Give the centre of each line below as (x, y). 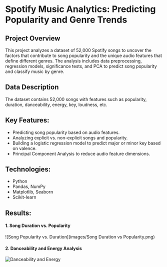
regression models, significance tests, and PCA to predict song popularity (81, 66)
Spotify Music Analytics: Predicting (80, 9)
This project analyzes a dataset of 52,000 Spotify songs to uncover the (78, 50)
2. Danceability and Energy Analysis (44, 248)
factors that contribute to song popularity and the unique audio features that (84, 55)
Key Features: (27, 120)
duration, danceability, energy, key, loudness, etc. (56, 104)
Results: (18, 213)
